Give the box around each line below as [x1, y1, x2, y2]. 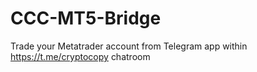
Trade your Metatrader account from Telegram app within [10, 40, 248, 52]
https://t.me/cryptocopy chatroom [10, 50, 151, 62]
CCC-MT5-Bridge [10, 7, 162, 30]
